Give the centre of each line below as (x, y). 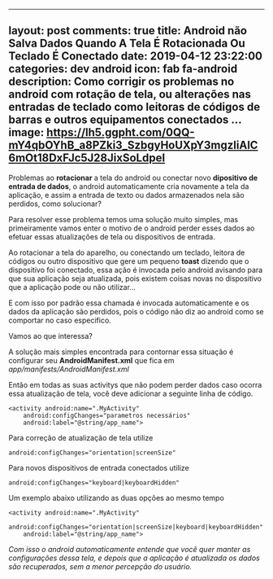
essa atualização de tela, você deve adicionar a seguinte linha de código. (131, 393)
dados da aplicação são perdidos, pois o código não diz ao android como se (136, 311)
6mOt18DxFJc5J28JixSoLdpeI (87, 158)
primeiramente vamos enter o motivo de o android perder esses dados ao (132, 228)
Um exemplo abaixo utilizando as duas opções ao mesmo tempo (117, 498)
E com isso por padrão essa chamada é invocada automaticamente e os (129, 303)
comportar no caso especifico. (60, 320)
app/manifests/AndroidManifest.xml (69, 369)
